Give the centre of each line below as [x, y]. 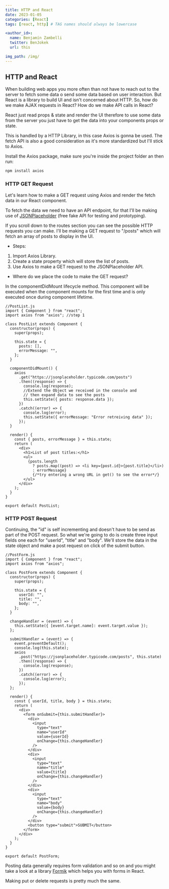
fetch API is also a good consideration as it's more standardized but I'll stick [84, 141]
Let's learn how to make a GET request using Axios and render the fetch [80, 195]
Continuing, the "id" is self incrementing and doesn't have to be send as [80, 529]
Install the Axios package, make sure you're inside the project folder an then [85, 156]
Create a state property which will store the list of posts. [71, 261]
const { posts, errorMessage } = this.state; [63, 439]
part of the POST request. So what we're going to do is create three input [81, 534]
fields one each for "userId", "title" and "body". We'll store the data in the [81, 540]
